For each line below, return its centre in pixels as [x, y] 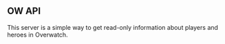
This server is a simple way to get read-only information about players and [113, 27]
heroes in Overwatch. [37, 35]
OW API [24, 11]
